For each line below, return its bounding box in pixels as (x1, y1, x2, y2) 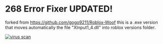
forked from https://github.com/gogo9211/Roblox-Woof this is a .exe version (5, 19, 158, 25)
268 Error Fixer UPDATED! (5, 3, 113, 15)
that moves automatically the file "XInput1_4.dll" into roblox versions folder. (5, 24, 156, 30)
